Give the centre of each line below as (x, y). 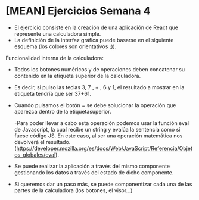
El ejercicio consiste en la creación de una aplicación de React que (96, 27)
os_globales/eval (35, 154)
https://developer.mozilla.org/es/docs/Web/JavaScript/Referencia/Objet (105, 148)
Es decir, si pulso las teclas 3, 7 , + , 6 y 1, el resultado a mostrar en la (99, 87)
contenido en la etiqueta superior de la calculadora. (77, 76)
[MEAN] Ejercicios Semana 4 (78, 11)
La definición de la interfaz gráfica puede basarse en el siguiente (94, 40)
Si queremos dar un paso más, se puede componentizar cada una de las (103, 184)
